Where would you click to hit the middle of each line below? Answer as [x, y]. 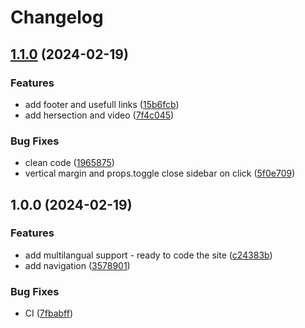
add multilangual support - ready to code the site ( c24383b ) [148, 255]
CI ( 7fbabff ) [49, 313]
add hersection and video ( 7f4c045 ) [99, 115]
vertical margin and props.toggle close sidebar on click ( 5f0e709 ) [160, 173]
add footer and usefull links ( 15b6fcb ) [102, 104]
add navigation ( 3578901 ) [77, 265]
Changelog [57, 17]
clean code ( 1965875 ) [69, 163]
